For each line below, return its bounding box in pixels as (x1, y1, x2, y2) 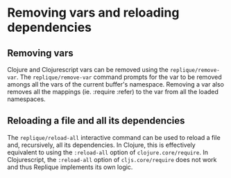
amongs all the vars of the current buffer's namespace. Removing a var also (7, 80, 224, 88)
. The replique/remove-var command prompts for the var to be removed (16, 73, 222, 81)
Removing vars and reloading (7, 5, 180, 21)
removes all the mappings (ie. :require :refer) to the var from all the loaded (7, 88, 219, 96)
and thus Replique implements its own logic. (7, 163, 133, 171)
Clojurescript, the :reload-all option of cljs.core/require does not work (7, 155, 217, 163)
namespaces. (7, 95, 46, 103)
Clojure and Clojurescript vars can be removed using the (7, 66, 169, 73)
